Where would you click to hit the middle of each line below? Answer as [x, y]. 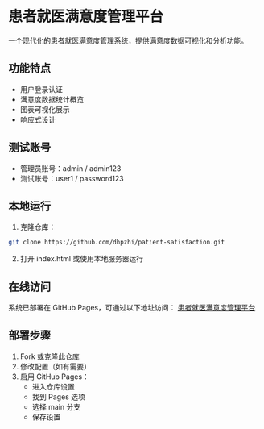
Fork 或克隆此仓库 [50, 356]
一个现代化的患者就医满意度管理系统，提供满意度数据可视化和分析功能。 [128, 40]
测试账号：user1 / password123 [72, 178]
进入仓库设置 [53, 386]
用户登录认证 [41, 89]
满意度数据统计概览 [52, 99]
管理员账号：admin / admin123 [70, 168]
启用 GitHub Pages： [55, 377]
